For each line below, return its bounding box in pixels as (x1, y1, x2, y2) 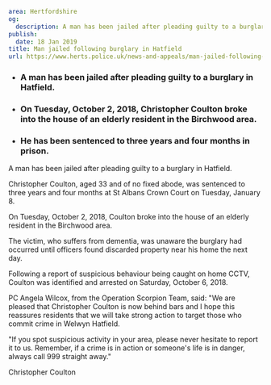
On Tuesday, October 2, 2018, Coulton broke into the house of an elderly (8, 212, 250, 222)
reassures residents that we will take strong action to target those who (8, 311, 242, 320)
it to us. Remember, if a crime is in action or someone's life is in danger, (8, 343, 246, 353)
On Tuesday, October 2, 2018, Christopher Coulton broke (19, 103, 248, 115)
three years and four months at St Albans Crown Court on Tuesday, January (8, 188, 261, 198)
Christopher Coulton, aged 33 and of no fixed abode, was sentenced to (8, 179, 246, 189)
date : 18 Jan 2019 (15, 37, 78, 46)
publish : (8, 30, 38, 38)
